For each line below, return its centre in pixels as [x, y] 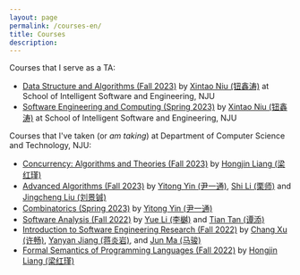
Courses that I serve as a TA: [63, 68]
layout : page [34, 17]
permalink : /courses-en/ [56, 26]
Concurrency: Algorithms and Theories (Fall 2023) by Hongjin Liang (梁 [154, 164]
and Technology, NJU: [51, 146]
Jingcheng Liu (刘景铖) [64, 197]
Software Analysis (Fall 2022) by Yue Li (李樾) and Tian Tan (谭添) [143, 220]
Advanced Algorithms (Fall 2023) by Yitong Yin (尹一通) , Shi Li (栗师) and [157, 186]
